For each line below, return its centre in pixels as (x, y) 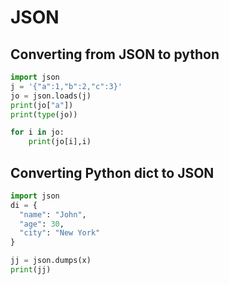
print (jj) (31, 270)
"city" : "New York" (60, 233)
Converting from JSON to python (115, 54)
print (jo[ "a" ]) (42, 105)
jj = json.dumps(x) (51, 261)
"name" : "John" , (53, 214)
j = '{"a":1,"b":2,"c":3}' (66, 86)
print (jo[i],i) (60, 142)
